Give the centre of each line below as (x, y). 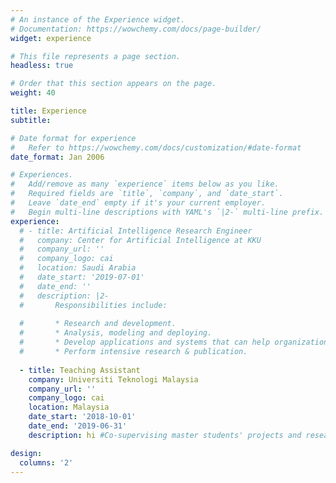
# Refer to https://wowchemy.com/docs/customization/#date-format (156, 147)
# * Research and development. (98, 324)
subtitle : (31, 120)
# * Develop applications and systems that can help (145, 342)
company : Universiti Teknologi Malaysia (113, 379)
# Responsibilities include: (93, 305)
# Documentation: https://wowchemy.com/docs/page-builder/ (136, 29)
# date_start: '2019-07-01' (82, 277)
